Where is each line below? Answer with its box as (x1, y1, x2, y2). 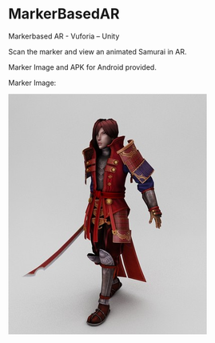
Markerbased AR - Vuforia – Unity (8, 31, 120, 41)
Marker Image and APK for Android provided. (8, 62, 157, 72)
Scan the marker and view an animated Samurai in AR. (8, 46, 187, 56)
